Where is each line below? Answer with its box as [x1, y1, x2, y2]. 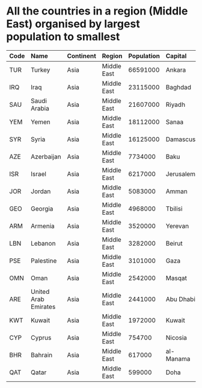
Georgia [31, 204, 54, 212]
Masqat [165, 273, 188, 282]
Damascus [165, 135, 196, 143]
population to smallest [6, 30, 120, 43]
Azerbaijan [31, 152, 61, 161]
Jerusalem [165, 170, 196, 178]
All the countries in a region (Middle [6, 4, 188, 18]
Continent [67, 51, 96, 60]
